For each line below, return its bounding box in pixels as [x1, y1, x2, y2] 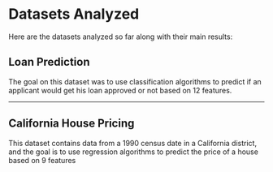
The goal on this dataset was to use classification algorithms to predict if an [8, 76, 262, 86]
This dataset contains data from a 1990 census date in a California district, [8, 138, 258, 148]
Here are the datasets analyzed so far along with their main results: [8, 32, 233, 41]
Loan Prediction [8, 55, 90, 69]
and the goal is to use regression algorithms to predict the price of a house [8, 147, 258, 157]
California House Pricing [8, 117, 135, 131]
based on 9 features [8, 155, 76, 165]
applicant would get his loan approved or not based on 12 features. [8, 85, 232, 95]
